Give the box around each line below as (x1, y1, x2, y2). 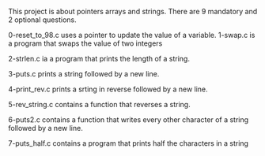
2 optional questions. (8, 15, 77, 24)
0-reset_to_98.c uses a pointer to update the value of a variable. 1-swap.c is (8, 31, 256, 39)
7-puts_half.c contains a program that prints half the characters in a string (8, 139, 249, 148)
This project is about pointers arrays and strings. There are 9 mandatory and (8, 7, 258, 16)
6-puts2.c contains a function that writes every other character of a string (8, 115, 249, 124)
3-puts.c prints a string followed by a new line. (8, 69, 160, 78)
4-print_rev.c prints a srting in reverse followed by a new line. (8, 84, 208, 94)
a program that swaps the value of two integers (8, 39, 163, 48)
